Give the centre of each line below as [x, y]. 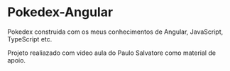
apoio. [17, 60]
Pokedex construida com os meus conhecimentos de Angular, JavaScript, [115, 32]
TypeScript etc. [30, 39]
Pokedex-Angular [60, 12]
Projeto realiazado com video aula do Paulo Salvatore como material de [112, 53]
